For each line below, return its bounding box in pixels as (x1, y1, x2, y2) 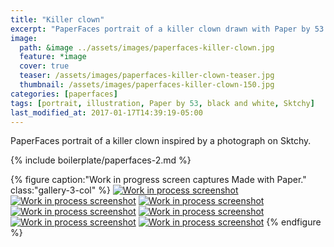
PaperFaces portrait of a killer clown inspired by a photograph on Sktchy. (10, 135, 312, 147)
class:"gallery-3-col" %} (10, 184, 111, 196)
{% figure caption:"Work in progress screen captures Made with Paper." (10, 174, 307, 186)
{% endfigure (266, 216, 322, 228)
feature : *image (19, 52, 87, 62)
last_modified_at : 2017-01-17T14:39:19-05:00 (10, 107, 203, 118)
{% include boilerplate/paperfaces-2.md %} (10, 154, 192, 166)
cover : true (19, 61, 70, 71)
